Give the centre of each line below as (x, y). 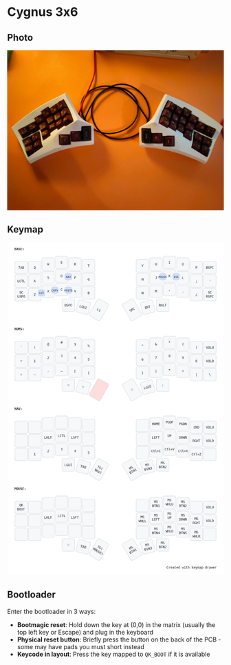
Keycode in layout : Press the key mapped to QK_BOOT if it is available (113, 654)
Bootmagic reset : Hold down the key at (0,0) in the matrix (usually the (116, 624)
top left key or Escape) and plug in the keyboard (85, 632)
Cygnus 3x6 (43, 12)
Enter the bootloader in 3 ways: (52, 611)
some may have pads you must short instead (80, 646)
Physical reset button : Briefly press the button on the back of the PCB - (119, 639)
